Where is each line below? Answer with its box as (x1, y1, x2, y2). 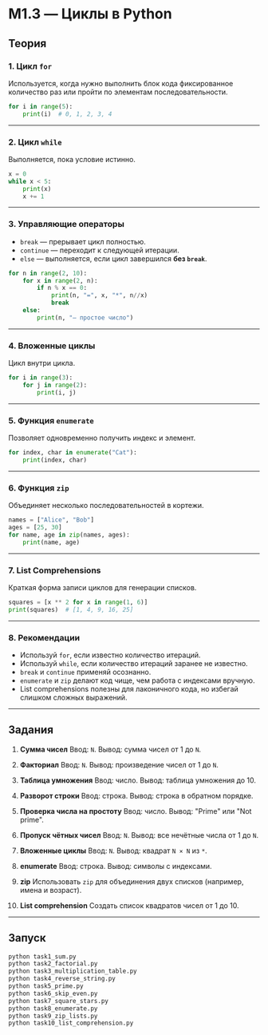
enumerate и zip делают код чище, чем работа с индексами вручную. (19, 676, 255, 685)
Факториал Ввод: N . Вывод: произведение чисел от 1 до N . (19, 759, 219, 769)
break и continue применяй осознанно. (19, 667, 152, 676)
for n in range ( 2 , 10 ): (8, 269, 88, 277)
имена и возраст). (19, 885, 82, 894)
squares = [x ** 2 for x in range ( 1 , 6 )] (8, 598, 148, 606)
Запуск (8, 931, 46, 945)
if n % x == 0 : (37, 284, 88, 292)
